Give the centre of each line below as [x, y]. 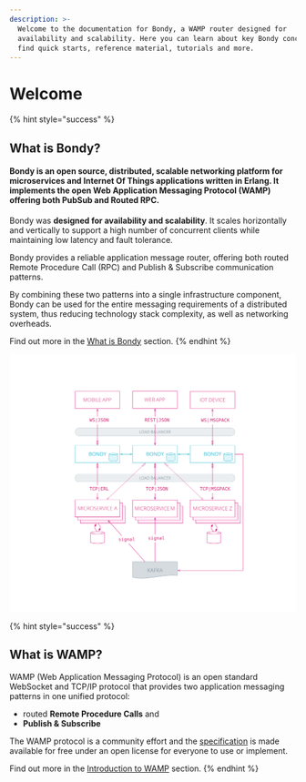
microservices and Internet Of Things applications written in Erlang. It [144, 181]
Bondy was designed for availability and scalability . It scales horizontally [148, 220]
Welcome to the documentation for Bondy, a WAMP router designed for [152, 29]
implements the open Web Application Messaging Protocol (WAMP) [140, 190]
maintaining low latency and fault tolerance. [91, 239]
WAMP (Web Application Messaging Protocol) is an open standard [133, 676]
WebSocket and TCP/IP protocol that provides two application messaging [147, 686]
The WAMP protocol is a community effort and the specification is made [145, 741]
